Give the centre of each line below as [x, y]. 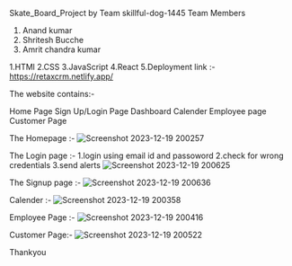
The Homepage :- [42, 138]
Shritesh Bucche [53, 40]
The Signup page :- [45, 182]
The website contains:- [52, 94]
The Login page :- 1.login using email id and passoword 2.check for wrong [147, 155]
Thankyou [28, 252]
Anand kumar [47, 30]
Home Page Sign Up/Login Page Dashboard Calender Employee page [138, 111]
